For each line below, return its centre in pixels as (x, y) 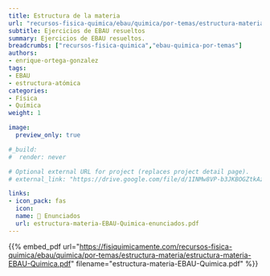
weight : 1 (25, 113)
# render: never (37, 157)
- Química (25, 105)
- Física (23, 98)
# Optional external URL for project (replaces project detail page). (129, 171)
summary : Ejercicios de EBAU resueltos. (77, 38)
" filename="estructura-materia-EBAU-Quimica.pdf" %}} (165, 263)
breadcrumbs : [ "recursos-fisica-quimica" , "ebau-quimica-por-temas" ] (125, 46)
